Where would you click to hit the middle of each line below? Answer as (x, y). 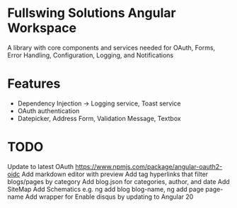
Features (34, 84)
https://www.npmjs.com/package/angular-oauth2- (149, 166)
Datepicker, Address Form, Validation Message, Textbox (99, 118)
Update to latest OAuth (41, 166)
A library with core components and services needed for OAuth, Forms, (111, 47)
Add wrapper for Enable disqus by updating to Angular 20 (109, 197)
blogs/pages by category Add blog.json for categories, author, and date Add (118, 181)
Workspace (42, 28)
